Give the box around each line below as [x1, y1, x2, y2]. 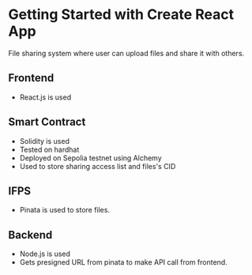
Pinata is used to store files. [19, 205, 111, 215]
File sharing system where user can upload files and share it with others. [8, 48, 245, 58]
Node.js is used [19, 249, 71, 258]
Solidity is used [19, 136, 70, 145]
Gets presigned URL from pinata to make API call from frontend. [19, 258, 228, 267]
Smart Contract [8, 115, 86, 129]
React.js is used [19, 92, 72, 102]
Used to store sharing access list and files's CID [19, 161, 176, 171]
